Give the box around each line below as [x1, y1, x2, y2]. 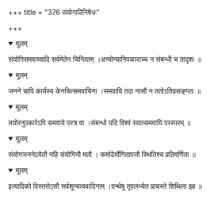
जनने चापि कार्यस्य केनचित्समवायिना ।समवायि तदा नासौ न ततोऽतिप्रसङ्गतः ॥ [8, 86, 201, 95]
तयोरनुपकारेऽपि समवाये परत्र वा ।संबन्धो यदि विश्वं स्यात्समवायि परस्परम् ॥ [8, 118, 191, 127]
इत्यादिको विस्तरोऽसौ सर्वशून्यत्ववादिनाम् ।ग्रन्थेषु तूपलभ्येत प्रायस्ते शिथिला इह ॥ [8, 182, 202, 190]
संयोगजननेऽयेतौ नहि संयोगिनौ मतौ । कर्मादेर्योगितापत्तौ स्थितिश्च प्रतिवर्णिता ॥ [8, 150, 197, 159]
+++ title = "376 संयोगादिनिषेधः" [8, 8, 101, 17]
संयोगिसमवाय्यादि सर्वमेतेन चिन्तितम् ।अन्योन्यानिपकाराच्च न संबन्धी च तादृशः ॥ [8, 55, 202, 63]
